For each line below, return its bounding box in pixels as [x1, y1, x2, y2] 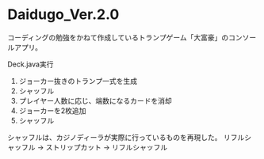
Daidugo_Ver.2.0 [7, 6, 120, 24]
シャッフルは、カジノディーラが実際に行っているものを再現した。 [7, 132, 223, 142]
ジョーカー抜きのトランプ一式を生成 [18, 76, 138, 85]
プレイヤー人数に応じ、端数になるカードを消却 [18, 96, 172, 105]
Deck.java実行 [7, 59, 54, 69]
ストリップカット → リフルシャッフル [45, 142, 168, 152]
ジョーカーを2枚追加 [18, 105, 86, 115]
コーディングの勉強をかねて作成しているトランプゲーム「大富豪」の [7, 32, 229, 42]
